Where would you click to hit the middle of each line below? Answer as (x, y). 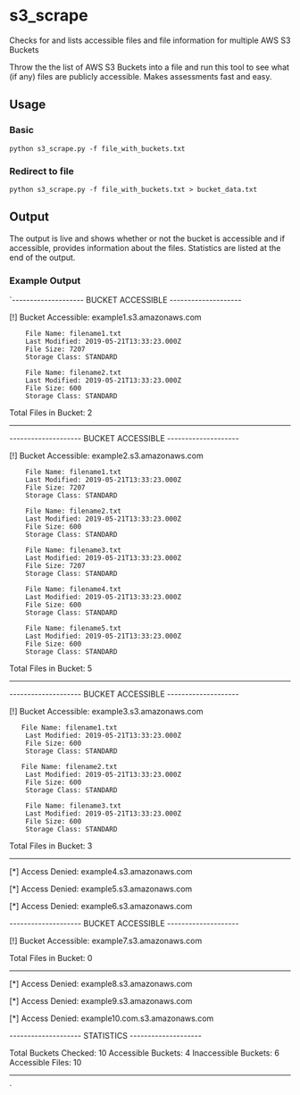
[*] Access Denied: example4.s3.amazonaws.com (101, 872)
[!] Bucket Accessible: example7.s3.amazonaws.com (106, 941)
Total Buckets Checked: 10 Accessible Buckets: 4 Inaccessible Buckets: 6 (144, 1053)
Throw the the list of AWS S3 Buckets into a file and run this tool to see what (150, 67)
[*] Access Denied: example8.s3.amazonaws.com (101, 984)
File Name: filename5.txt (74, 629)
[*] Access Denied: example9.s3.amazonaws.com (101, 1001)
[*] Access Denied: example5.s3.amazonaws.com (101, 889)
